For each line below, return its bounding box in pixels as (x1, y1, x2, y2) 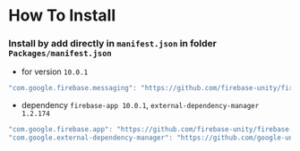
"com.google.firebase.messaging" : (8, 84, 138, 93)
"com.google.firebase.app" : (8, 125, 114, 134)
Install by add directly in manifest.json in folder (8, 38, 217, 50)
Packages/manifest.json (8, 48, 113, 59)
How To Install (8, 5, 116, 26)
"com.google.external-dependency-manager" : (8, 133, 174, 143)
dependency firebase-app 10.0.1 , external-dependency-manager (21, 100, 260, 111)
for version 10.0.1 (21, 66, 89, 77)
